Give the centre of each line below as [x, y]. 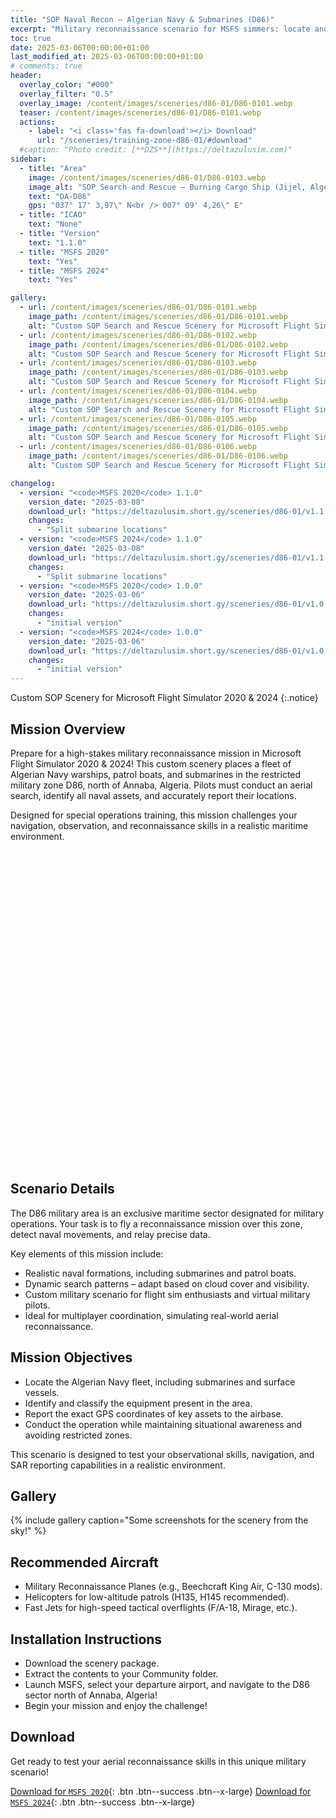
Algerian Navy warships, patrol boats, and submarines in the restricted [156, 774]
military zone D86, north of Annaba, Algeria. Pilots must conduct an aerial [161, 785]
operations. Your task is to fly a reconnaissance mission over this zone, [156, 1223]
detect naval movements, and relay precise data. [110, 1234]
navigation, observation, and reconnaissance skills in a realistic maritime [159, 825]
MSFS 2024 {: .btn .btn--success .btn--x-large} [103, 1802]
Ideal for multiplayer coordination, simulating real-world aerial [151, 1315]
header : [26, 76]
